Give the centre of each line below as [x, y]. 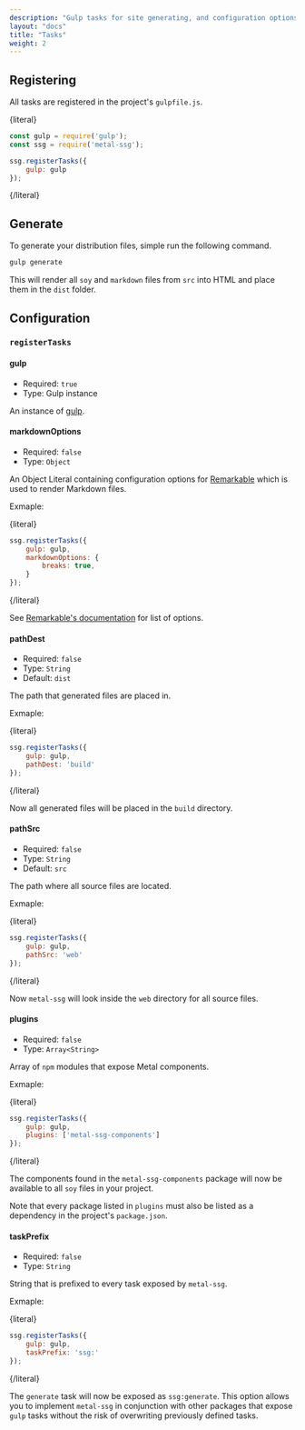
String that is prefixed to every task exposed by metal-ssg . [118, 1284]
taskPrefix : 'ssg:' [63, 1353]
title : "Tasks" [38, 35]
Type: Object [46, 461]
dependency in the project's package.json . [89, 1215]
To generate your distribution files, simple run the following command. [141, 245]
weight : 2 [28, 43]
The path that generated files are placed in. [90, 695]
